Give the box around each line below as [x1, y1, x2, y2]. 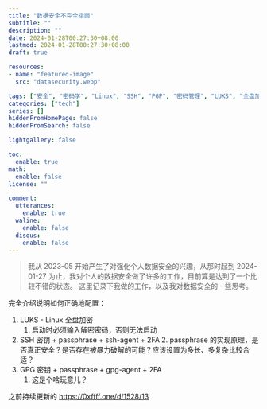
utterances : [15, 202, 56, 210]
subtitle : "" [8, 19, 52, 27]
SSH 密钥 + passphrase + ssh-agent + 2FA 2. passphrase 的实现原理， [19, 335, 252, 345]
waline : [15, 216, 41, 224]
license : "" [8, 180, 48, 188]
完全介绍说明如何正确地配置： [8, 298, 106, 308]
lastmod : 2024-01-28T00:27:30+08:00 [8, 41, 130, 49]
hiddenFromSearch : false [8, 122, 91, 130]
